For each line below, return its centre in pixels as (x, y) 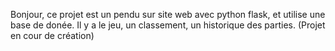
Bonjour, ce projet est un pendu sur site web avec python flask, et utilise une (168, 14)
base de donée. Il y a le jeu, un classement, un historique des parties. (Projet (168, 25)
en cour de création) (52, 35)
